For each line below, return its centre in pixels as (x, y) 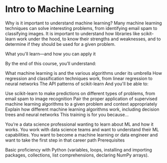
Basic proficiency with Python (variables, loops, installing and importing (79, 150)
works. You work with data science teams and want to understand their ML (82, 129)
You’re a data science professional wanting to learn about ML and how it (79, 124)
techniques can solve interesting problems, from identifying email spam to (81, 28)
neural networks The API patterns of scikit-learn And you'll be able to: (77, 84)
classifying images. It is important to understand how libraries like (73, 33)
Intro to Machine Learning (60, 9)
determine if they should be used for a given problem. (60, 44)
